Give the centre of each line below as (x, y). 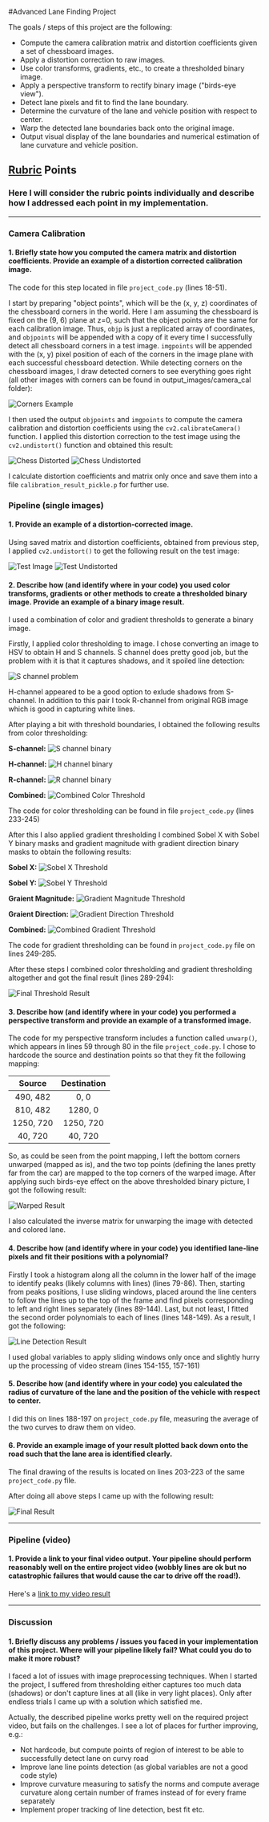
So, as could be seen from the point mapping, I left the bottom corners (124, 1156)
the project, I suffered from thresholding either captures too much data (125, 1685)
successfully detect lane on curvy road (84, 1759)
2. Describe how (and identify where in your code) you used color (119, 584)
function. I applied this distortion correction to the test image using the (124, 436)
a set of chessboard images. (67, 51)
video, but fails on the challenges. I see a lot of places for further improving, (133, 1726)
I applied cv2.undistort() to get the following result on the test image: (124, 551)
